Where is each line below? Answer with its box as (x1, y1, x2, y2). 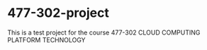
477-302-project (7, 5, 110, 21)
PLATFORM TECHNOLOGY (7, 35, 86, 44)
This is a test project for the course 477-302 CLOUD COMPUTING (7, 28, 201, 37)
